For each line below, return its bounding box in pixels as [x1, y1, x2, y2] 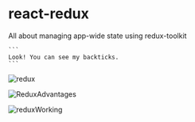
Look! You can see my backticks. [8, 53, 119, 61]
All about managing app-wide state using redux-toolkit [8, 31, 187, 40]
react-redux [8, 5, 90, 23]
